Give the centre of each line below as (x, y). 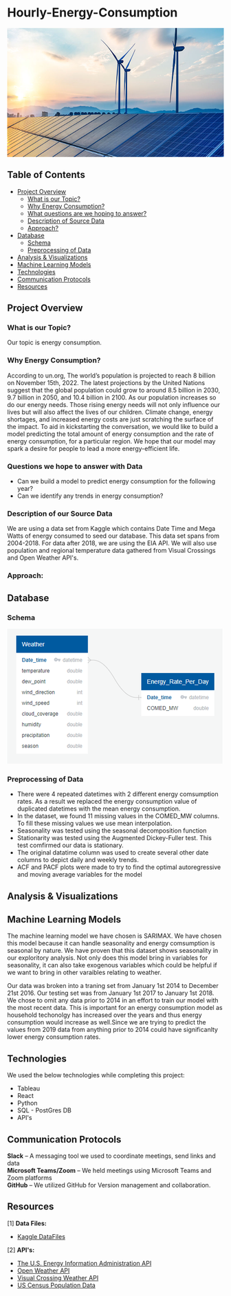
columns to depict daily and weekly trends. (78, 860)
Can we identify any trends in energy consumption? (90, 496)
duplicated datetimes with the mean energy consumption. (99, 809)
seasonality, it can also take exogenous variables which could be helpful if (112, 965)
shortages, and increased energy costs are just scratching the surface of (110, 419)
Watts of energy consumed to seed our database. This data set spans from (113, 536)
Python (27, 1103)
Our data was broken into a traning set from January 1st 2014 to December (113, 986)
